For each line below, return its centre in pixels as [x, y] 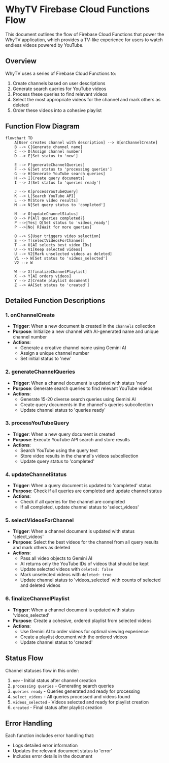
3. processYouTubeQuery [37, 423]
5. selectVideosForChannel [40, 520]
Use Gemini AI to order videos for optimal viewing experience [84, 631]
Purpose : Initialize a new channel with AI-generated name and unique [86, 331]
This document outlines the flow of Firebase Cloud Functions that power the [85, 34]
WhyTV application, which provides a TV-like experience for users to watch [84, 40]
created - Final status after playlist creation [57, 707]
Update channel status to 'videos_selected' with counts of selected [90, 580]
